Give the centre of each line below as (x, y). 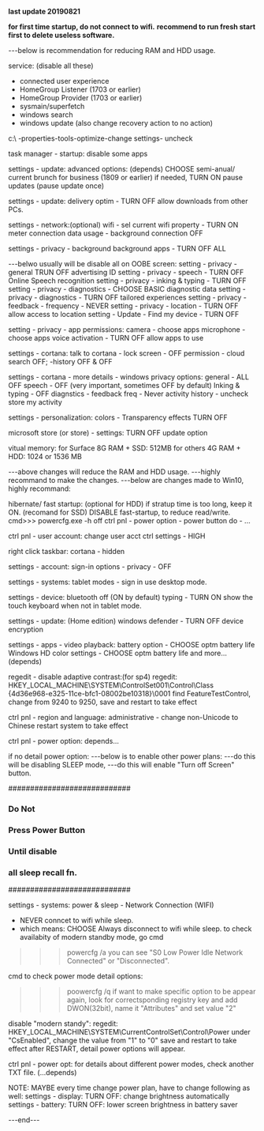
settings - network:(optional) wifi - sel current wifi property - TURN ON (123, 225)
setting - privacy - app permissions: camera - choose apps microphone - (127, 330)
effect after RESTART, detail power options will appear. (97, 1049)
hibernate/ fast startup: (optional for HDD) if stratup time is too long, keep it (130, 504)
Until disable (33, 851)
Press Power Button (46, 830)
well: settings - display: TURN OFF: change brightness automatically (119, 1096)
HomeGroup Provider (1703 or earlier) (81, 98)
